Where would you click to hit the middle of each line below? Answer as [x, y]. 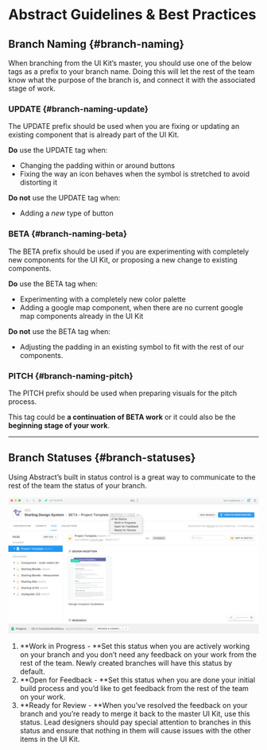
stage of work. [32, 88]
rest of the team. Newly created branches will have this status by [126, 663]
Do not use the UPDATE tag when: [64, 198]
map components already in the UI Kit [81, 316]
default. [32, 672]
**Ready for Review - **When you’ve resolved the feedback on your [133, 705]
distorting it [39, 183]
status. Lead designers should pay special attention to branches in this [135, 722]
